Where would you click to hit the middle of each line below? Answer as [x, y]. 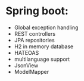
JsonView [26, 65]
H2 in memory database [44, 46]
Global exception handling [46, 27]
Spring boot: [37, 11]
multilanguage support [42, 59]
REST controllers [35, 33]
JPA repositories [34, 40]
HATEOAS [27, 52]
